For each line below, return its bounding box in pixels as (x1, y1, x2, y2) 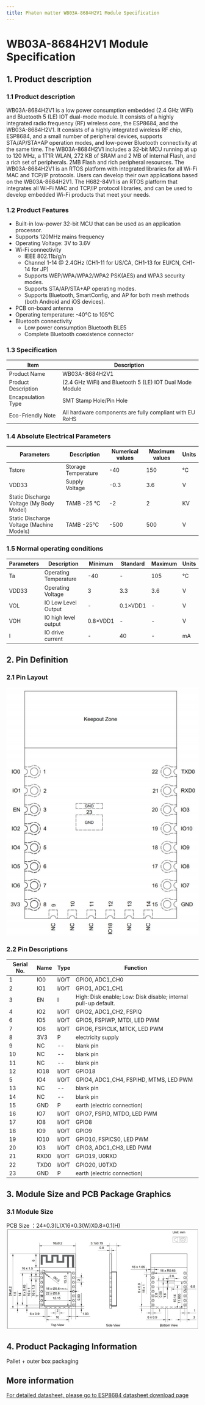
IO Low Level (44, 599, 77, 606)
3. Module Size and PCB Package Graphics (6, 1189, 171, 1199)
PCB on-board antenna (15, 304, 73, 312)
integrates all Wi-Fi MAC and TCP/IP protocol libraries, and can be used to (6, 184, 193, 192)
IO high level (44, 614, 76, 622)
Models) (9, 527, 31, 535)
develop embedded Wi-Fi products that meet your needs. (6, 191, 151, 198)
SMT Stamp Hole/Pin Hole (62, 397, 128, 404)
